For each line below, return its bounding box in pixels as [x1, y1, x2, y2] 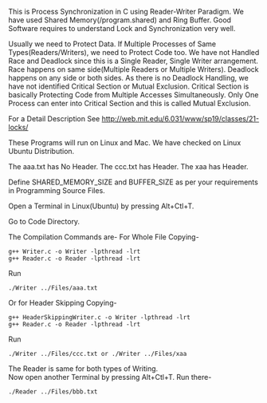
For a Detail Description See [8, 114, 100, 123]
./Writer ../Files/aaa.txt [8, 284, 98, 292]
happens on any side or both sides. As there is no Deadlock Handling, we [8, 73, 249, 82]
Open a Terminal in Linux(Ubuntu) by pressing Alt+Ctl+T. [8, 201, 194, 211]
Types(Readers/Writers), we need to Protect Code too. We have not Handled [8, 48, 260, 57]
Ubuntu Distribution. [8, 147, 75, 156]
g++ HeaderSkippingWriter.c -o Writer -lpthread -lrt [8, 314, 191, 322]
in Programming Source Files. [8, 186, 105, 195]
